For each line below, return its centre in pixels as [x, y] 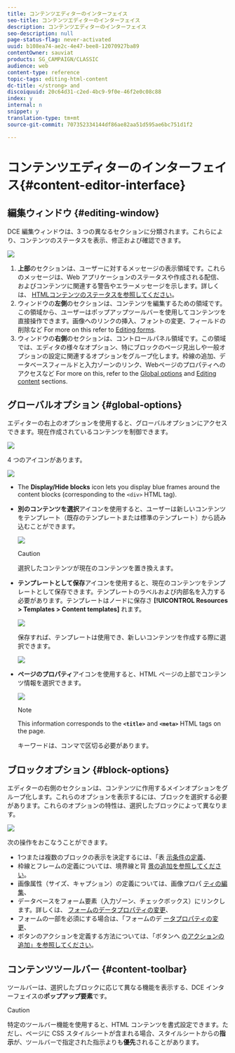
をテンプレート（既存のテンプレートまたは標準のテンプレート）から [115, 518]
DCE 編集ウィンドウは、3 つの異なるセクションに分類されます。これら [109, 231]
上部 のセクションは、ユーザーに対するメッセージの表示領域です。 [112, 268]
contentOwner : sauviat [40, 53]
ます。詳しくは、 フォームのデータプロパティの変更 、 [95, 910]
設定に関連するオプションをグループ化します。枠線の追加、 [134, 355]
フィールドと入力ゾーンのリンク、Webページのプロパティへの [137, 365]
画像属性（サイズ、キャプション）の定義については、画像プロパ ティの [119, 883]
